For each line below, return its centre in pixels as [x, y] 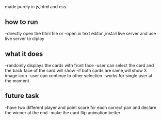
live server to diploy [25, 39]
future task [22, 96]
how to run [22, 22]
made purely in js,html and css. [36, 7]
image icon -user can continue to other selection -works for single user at [79, 76]
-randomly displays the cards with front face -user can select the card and [80, 66]
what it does [24, 54]
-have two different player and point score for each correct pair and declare [81, 107]
